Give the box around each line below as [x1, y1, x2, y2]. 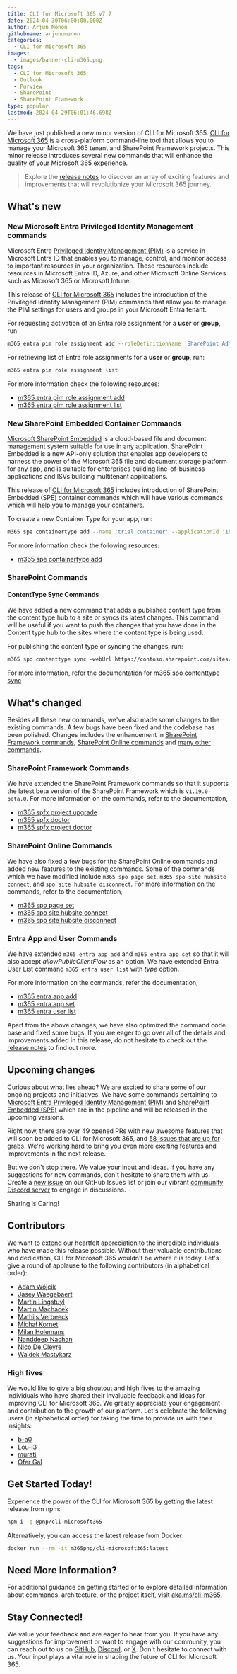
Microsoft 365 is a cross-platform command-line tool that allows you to [7, 136, 214, 144]
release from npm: [7, 1504, 61, 1513]
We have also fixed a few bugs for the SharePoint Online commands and [7, 857, 217, 865]
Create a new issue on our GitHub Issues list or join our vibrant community [7, 1178, 224, 1186]
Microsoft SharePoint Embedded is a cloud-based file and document [7, 435, 207, 443]
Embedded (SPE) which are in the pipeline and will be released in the [7, 1105, 207, 1114]
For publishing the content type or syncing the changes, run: [7, 642, 183, 651]
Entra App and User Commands [7, 933, 118, 943]
